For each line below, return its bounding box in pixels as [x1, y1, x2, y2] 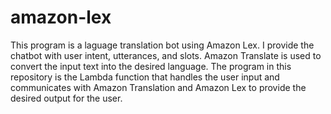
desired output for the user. [10, 92, 123, 104]
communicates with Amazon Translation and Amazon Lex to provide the [10, 81, 307, 93]
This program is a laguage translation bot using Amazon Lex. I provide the [10, 39, 315, 51]
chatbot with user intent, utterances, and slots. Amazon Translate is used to [10, 49, 322, 61]
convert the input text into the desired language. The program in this [10, 60, 292, 72]
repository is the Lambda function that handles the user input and [10, 71, 280, 83]
